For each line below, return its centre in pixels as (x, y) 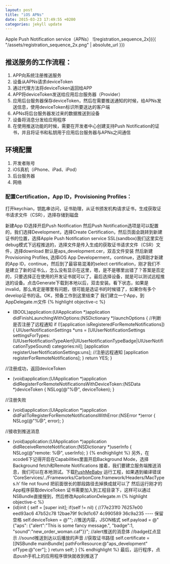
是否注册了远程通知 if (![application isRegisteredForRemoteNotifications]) (89, 324)
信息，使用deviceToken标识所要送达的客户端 (63, 107)
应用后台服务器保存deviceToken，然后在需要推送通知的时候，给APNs (85, 101)
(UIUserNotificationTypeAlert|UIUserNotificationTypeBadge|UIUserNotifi (88, 341)
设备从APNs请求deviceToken (43, 82)
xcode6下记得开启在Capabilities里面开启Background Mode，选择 (81, 459)
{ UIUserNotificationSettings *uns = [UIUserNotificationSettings (79, 330)
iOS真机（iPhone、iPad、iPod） (46, 169)
